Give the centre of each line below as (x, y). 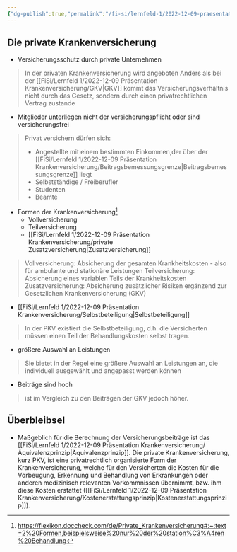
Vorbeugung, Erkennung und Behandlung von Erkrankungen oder (113, 475)
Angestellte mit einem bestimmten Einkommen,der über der (121, 152)
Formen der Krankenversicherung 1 (67, 212)
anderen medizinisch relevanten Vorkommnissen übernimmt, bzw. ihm (120, 483)
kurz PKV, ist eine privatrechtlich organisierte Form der (97, 460)
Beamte (46, 197)
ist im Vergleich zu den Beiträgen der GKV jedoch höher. (107, 398)
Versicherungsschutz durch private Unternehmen (90, 59)
